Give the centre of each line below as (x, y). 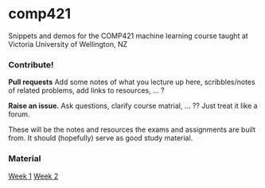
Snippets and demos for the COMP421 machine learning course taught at (128, 36)
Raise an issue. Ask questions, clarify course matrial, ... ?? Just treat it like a (133, 106)
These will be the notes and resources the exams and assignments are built (132, 130)
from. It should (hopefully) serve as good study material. (101, 138)
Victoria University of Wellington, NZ (68, 44)
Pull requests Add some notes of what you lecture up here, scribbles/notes (132, 82)
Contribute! (31, 64)
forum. (19, 114)
